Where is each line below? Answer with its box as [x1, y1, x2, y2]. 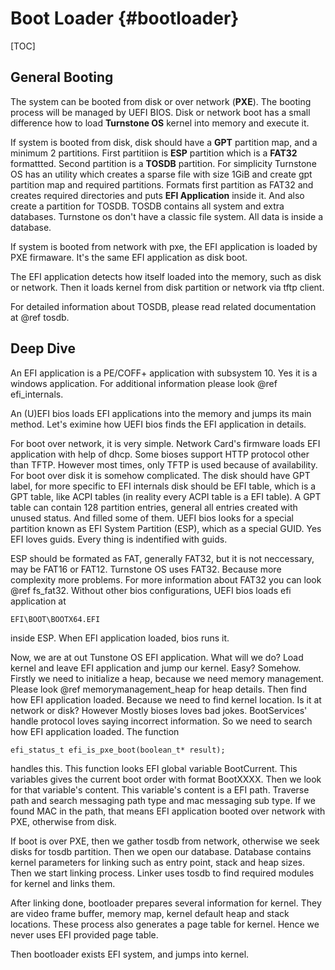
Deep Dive [10, 340, 76, 357]
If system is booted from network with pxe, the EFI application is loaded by [10, 240, 318, 252]
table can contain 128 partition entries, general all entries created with [10, 501, 298, 513]
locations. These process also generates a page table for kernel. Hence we [10, 918, 320, 930]
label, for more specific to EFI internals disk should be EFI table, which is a [10, 480, 317, 492]
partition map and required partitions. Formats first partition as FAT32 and [10, 178, 314, 191]
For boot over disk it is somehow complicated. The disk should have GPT [10, 469, 311, 481]
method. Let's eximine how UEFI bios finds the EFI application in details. [10, 418, 307, 430]
